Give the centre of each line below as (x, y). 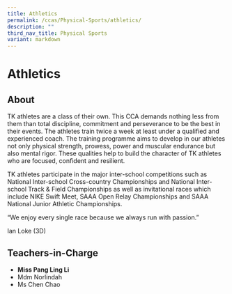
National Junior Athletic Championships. (65, 204)
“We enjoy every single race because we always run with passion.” (103, 217)
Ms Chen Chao (39, 284)
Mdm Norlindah (40, 277)
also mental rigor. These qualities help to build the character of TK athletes (114, 153)
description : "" (31, 26)
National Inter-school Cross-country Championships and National (101, 182)
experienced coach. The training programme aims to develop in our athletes (116, 139)
